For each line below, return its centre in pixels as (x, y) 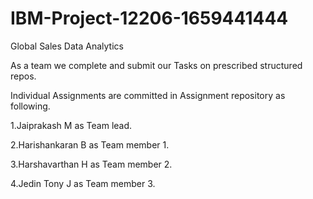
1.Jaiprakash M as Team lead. (71, 125)
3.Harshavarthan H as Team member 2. (91, 164)
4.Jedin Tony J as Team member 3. (83, 183)
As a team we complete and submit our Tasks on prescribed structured (156, 65)
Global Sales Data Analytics (67, 46)
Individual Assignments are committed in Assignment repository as (148, 95)
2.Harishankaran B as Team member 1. (90, 144)
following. (30, 106)
